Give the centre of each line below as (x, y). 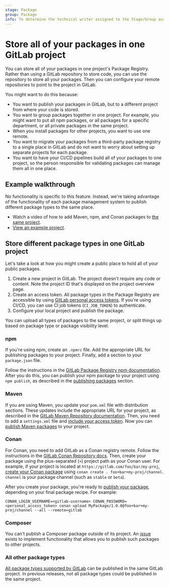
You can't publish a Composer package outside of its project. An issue (78, 534)
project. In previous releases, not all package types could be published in (81, 574)
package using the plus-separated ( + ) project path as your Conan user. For (83, 461)
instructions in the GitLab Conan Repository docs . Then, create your (76, 456)
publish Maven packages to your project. (48, 426)
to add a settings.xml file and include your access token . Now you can (79, 421)
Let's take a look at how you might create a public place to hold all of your (82, 263)
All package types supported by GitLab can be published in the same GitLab (84, 568)
